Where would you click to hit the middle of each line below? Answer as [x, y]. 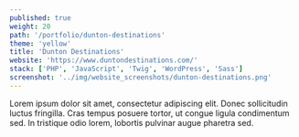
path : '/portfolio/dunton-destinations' [88, 35]
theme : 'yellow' [40, 43]
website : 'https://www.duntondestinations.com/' [104, 60]
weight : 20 [30, 26]
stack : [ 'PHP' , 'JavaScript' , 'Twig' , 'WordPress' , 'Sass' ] [127, 69]
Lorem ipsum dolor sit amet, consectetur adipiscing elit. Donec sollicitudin [149, 103]
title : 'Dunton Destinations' [67, 52]
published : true [40, 18]
